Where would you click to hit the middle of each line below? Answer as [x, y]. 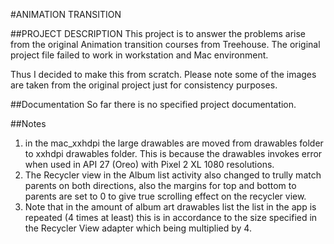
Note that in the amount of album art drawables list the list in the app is [170, 207]
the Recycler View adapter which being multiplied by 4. [138, 228]
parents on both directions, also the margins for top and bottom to [160, 185]
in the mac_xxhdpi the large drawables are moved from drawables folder [174, 143]
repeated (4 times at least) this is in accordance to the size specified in [171, 217]
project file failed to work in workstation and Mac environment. [139, 55]
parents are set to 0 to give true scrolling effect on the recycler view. [165, 196]
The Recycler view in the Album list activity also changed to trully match [173, 175]
